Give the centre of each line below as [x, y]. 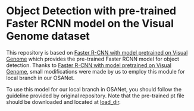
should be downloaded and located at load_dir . [63, 102]
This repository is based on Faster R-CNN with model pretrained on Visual [97, 52]
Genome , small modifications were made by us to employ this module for [96, 71]
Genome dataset [48, 36]
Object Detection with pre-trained [91, 11]
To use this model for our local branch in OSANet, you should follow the [94, 89]
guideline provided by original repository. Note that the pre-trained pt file [95, 96]
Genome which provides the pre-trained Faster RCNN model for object [93, 59]
